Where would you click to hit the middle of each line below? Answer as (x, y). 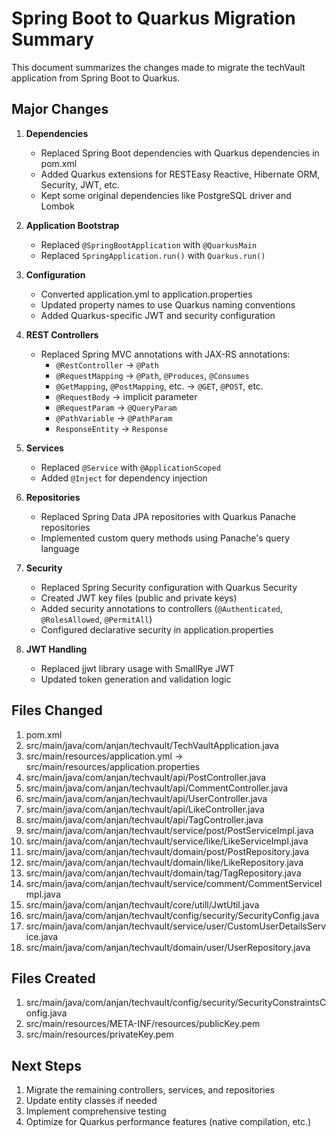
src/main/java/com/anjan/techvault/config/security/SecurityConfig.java (172, 915)
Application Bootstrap (72, 225)
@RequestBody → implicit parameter (126, 396)
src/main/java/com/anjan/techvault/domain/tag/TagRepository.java (163, 873)
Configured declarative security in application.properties (157, 629)
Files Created (53, 978)
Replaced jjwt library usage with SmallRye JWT (137, 668)
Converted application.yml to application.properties (146, 294)
